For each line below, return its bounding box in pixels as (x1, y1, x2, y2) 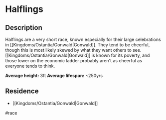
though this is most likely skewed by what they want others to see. (5, 47, 142, 53)
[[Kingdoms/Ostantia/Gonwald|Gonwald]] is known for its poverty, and (5, 52, 150, 58)
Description (5, 23, 42, 32)
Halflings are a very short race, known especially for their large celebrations (5, 36, 161, 42)
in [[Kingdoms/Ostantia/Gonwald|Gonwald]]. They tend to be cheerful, (5, 42, 150, 48)
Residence (5, 87, 39, 96)
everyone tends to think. (5, 63, 55, 69)
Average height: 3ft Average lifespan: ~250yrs (5, 73, 103, 78)
